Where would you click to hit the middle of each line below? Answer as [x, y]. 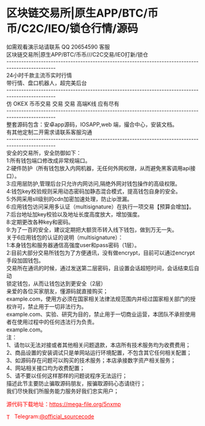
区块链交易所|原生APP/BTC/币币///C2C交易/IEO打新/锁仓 [77, 54]
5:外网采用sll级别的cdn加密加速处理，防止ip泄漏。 [69, 199]
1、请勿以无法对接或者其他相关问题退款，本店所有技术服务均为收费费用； [99, 345]
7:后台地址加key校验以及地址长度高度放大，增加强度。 [75, 214]
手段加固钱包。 [25, 260]
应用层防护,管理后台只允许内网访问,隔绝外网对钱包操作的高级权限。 [96, 183]
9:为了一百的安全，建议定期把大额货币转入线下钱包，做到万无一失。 [92, 229]
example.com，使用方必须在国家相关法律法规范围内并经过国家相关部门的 [99, 299]
